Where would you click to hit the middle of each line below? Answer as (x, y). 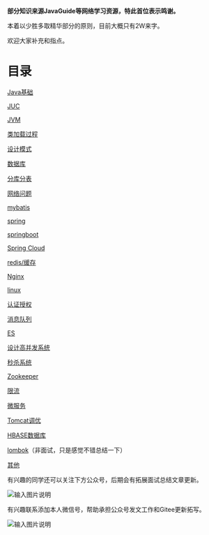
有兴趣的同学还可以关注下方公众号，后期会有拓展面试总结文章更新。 (105, 479)
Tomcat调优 (24, 420)
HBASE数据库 (27, 435)
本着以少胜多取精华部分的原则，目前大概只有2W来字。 (85, 26)
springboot (23, 234)
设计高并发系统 (29, 347)
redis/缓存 (22, 262)
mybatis (18, 207)
